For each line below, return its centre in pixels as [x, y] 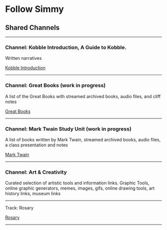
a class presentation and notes [37, 145]
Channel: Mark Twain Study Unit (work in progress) [68, 129]
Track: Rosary [19, 208]
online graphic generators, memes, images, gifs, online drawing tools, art [80, 188]
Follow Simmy [35, 9]
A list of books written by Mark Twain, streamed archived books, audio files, [83, 139]
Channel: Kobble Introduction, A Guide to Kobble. [66, 47]
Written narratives [24, 58]
